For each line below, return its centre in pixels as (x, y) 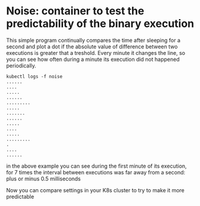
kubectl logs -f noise (34, 76)
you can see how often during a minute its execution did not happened (93, 59)
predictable (20, 196)
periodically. (21, 65)
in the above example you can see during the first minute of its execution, (96, 166)
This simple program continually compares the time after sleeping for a (93, 40)
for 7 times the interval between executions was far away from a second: (96, 172)
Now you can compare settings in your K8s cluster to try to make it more (96, 190)
